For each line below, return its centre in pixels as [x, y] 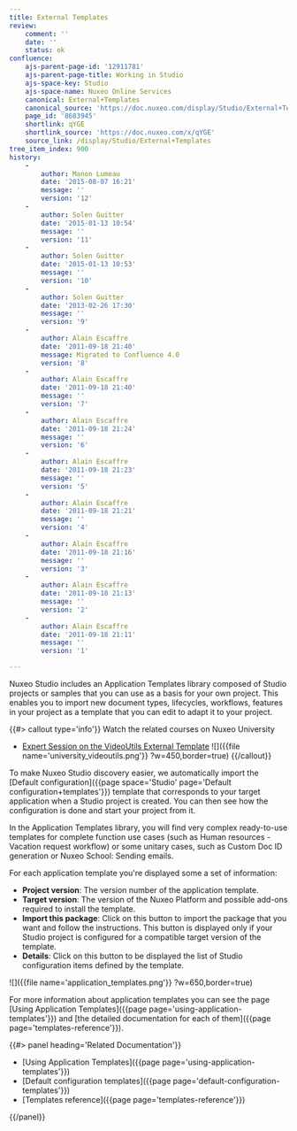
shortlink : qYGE [55, 125]
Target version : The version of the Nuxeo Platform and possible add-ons [155, 900]
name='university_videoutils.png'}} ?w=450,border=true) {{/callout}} [147, 756]
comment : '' [47, 34]
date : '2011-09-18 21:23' [89, 470]
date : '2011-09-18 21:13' [89, 594]
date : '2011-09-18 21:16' [89, 552]
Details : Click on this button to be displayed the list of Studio [132, 956]
